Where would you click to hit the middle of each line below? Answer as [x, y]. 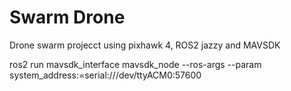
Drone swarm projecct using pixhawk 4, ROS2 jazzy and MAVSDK [145, 45]
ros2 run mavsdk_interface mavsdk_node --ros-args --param [135, 64]
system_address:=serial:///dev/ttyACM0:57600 [105, 75]
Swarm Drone [67, 17]
